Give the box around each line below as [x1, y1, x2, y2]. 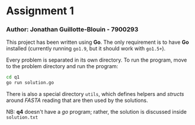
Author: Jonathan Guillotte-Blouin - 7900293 [6, 25, 139, 34]
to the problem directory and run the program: [6, 63, 118, 70]
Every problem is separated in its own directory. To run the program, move [6, 56, 187, 63]
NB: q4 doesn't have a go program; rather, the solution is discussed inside [6, 108, 187, 116]
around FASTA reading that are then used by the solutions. [6, 97, 148, 104]
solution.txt [6, 114, 38, 121]
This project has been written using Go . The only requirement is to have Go [6, 39, 189, 46]
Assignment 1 [6, 4, 74, 18]
